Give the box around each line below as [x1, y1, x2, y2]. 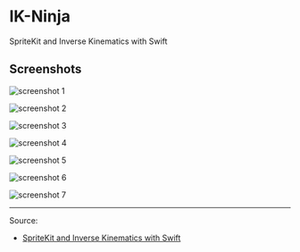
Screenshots [9, 62, 82, 77]
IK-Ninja [9, 6, 71, 27]
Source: [9, 214, 38, 225]
